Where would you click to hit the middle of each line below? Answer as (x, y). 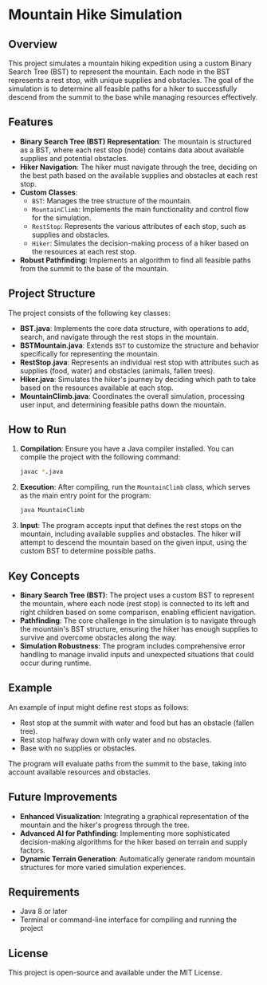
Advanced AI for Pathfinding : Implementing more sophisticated (125, 833)
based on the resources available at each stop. (96, 388)
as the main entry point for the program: (85, 495)
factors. (33, 850)
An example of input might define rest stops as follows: (99, 707)
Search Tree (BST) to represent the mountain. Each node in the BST (120, 72)
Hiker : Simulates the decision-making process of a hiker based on (140, 243)
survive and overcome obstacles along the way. (98, 637)
